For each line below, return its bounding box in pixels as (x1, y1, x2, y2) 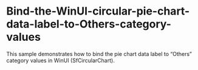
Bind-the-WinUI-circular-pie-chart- (6, 4, 190, 18)
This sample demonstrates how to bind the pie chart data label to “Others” (6, 50, 193, 57)
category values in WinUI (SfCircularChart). (6, 57, 115, 64)
